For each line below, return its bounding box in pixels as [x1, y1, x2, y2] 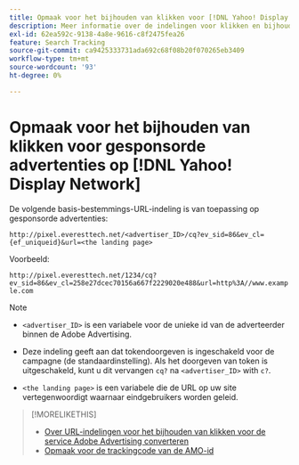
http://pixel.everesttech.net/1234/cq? [9, 271, 158, 280]
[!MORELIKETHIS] [30, 409, 97, 420]
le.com [9, 286, 34, 295]
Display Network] [9, 174, 141, 194]
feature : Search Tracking [9, 37, 105, 47]
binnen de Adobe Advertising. [21, 329, 132, 339]
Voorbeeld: [9, 253, 51, 264]
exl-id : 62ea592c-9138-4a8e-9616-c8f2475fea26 [9, 29, 185, 38]
